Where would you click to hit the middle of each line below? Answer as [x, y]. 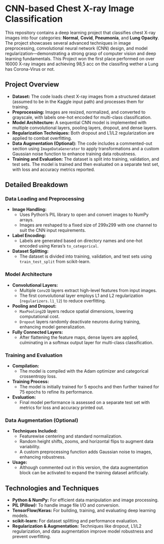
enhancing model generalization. [52, 326]
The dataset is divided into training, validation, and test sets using [86, 256]
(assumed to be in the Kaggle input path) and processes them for [78, 102]
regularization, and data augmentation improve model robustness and [82, 531]
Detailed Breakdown [37, 185]
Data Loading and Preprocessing [45, 199]
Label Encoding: [29, 236]
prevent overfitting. [32, 537]
